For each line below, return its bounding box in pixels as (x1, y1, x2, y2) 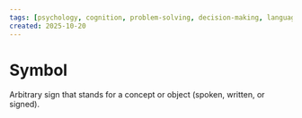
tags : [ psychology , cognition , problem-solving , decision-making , (9, 13, 263, 22)
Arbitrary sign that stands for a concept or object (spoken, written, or (9, 89, 265, 100)
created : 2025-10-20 (9, 21, 87, 30)
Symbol (9, 60, 68, 80)
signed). (9, 99, 40, 110)
